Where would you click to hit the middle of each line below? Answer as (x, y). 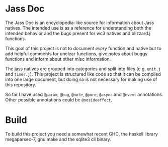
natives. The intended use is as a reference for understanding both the (78, 28)
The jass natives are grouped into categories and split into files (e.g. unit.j (83, 69)
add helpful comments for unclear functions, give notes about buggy (76, 54)
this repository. (21, 85)
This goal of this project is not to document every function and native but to (83, 48)
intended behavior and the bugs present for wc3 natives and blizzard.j (78, 33)
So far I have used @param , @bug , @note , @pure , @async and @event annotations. (84, 94)
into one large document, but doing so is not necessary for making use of (81, 79)
